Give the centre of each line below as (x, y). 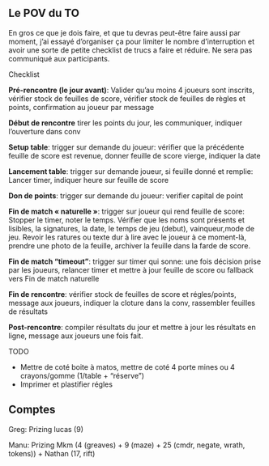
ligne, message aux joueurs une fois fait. (76, 336)
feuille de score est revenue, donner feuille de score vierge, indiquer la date (134, 155)
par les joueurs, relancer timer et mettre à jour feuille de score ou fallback (131, 269)
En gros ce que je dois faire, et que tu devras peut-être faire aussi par (124, 32)
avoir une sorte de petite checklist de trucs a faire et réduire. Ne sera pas (130, 50)
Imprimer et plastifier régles (66, 384)
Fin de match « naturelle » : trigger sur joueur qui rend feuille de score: (126, 211)
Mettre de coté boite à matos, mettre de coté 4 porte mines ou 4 (127, 366)
